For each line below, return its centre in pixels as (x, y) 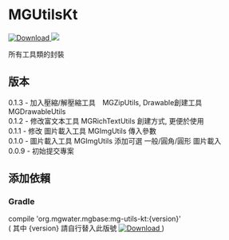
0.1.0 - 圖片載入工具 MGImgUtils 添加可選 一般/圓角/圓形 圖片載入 (115, 140)
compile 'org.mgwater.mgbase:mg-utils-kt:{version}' (95, 219)
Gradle (22, 202)
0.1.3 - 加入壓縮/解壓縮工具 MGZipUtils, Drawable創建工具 (105, 102)
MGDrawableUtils (37, 111)
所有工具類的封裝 (36, 54)
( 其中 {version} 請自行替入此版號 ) (87, 228)
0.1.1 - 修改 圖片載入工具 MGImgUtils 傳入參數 (83, 131)
